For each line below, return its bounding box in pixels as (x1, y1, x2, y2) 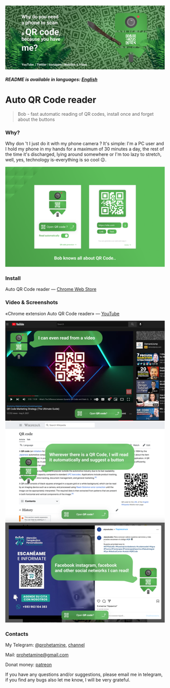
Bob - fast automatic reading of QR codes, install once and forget (17, 111, 154, 117)
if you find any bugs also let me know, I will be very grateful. (5, 677, 131, 683)
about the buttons (17, 116, 55, 122)
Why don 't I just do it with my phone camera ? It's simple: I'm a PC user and (5, 141, 164, 147)
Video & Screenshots (5, 299, 58, 306)
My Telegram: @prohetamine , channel (5, 642, 85, 648)
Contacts (5, 630, 29, 637)
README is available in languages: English (5, 76, 98, 82)
